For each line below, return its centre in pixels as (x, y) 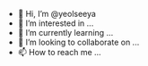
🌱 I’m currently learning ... (65, 33)
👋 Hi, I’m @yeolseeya (57, 14)
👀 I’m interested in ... (56, 23)
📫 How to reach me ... (59, 52)
